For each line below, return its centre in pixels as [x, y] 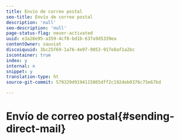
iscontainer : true [28, 55]
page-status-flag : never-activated [50, 33]
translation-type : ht [33, 77]
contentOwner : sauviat [34, 45]
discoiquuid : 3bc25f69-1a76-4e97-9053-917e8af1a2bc [70, 50]
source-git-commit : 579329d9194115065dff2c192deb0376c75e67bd [84, 83]
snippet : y [19, 71]
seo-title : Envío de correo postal [50, 17]
